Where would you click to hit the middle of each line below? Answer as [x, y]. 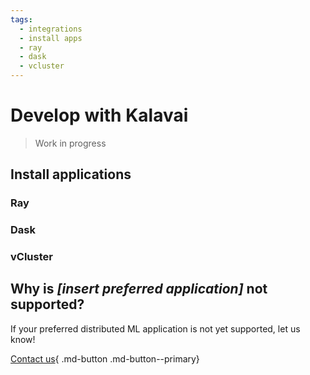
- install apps [51, 38]
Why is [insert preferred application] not [139, 289]
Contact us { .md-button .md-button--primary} [105, 358]
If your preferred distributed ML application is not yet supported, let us [155, 328]
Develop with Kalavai [99, 115]
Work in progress [70, 143]
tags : [21, 19]
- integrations [51, 29]
